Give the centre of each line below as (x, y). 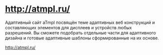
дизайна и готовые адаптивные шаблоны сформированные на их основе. (82, 38)
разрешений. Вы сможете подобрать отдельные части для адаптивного (81, 33)
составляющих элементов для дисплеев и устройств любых (69, 27)
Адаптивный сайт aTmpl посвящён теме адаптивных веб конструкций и (80, 22)
